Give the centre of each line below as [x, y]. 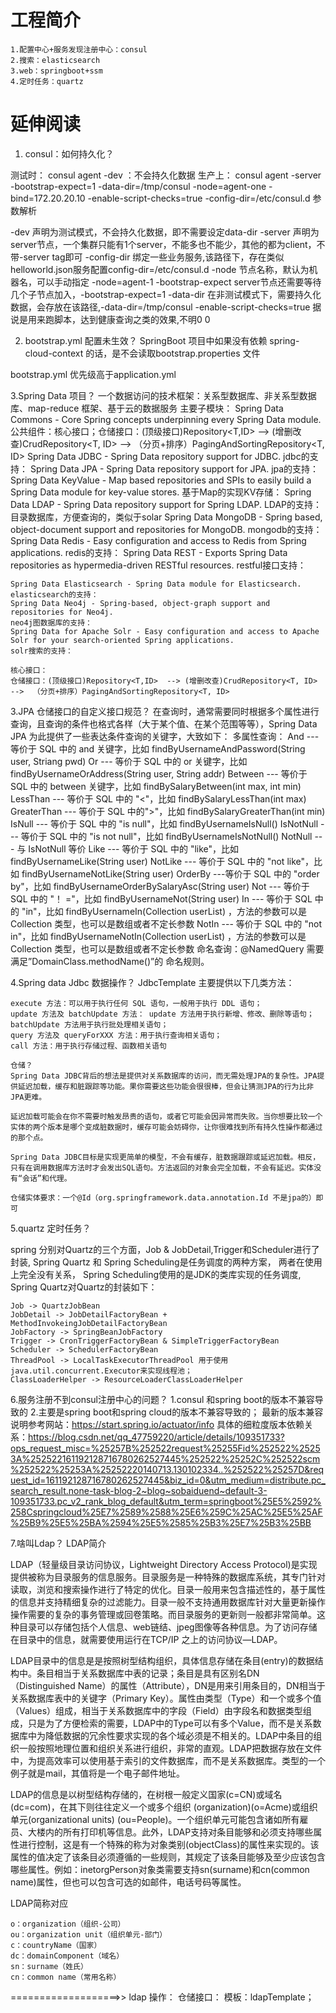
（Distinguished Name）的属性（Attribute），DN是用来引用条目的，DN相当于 [168, 1685]
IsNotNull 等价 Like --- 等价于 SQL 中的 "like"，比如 [134, 848]
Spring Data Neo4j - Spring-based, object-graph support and [140, 603]
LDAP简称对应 [39, 1903]
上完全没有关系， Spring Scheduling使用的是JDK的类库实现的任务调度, [156, 1274]
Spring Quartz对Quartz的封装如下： [84, 1287]
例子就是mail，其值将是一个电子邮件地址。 [97, 1773]
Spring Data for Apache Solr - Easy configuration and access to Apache [165, 631]
